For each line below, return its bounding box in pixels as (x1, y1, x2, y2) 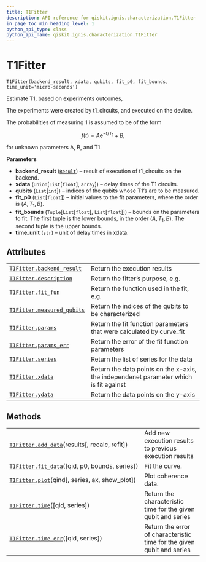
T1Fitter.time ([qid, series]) (9, 501, 90, 509)
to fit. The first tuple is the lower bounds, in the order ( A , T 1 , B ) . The (15, 215, 185, 223)
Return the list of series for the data (91, 355, 193, 363)
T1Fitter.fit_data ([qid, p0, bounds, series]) (9, 462, 139, 470)
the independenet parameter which (91, 373, 193, 381)
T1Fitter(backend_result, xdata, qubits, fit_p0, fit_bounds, (6, 79, 169, 85)
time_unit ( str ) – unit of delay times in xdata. (15, 229, 129, 237)
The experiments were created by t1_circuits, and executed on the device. (6, 107, 193, 114)
